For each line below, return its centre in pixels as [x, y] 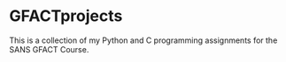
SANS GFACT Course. [49, 49]
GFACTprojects [66, 16]
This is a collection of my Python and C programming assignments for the [143, 40]
